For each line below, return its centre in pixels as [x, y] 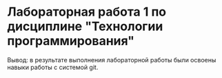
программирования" [71, 41]
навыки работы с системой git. [53, 67]
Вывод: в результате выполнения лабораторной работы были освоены [112, 60]
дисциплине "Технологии [85, 26]
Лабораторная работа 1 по [87, 12]
